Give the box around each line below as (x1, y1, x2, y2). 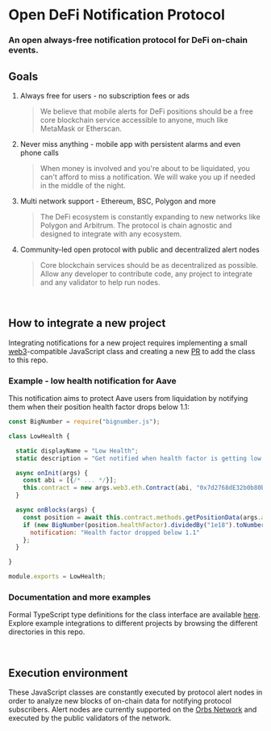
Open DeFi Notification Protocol (8, 6, 226, 24)
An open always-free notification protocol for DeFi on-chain (8, 35, 248, 46)
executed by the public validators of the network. (8, 713, 172, 723)
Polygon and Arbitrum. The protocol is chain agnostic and (40, 220, 232, 230)
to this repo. (8, 355, 48, 365)
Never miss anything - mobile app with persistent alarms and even (19, 139, 241, 148)
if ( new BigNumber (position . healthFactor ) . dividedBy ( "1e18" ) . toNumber (23, 520, 265, 529)
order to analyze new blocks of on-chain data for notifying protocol (8, 696, 232, 706)
